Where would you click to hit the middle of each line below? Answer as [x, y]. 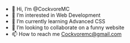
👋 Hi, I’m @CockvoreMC [41, 9]
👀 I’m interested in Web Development [56, 15]
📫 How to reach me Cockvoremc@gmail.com [66, 34]
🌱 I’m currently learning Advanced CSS [58, 21]
